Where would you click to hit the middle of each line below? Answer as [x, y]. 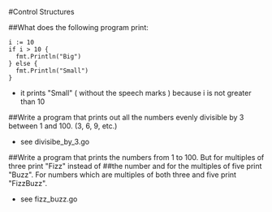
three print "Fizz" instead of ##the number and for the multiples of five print [135, 166]
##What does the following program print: [78, 27]
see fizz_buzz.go [49, 199]
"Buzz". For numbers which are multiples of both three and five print [123, 175]
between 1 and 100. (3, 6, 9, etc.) [63, 126]
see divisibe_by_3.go [55, 142]
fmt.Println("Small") [52, 71]
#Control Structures [41, 12]
